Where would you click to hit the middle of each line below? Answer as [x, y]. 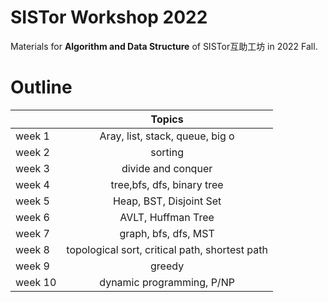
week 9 [32, 266]
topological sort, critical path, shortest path [167, 249]
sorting [167, 152]
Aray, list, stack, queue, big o [167, 136]
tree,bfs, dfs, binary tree [167, 184]
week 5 [32, 201]
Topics [167, 119]
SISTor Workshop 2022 [109, 17]
